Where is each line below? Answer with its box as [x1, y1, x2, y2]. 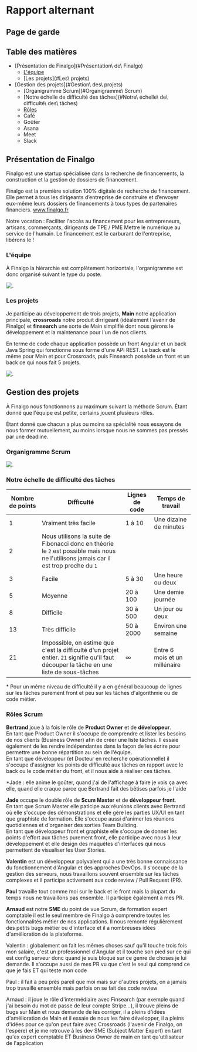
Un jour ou [154, 605, 183, 613]
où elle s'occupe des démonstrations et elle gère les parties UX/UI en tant [6, 809, 185, 816]
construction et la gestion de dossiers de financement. [6, 176, 138, 183]
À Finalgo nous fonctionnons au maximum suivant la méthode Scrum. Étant [6, 403, 188, 410]
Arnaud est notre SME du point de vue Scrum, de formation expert [6, 905, 168, 912]
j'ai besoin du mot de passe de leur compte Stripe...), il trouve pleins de [6, 1002, 179, 1009]
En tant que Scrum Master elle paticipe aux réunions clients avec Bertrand [6, 802, 185, 809]
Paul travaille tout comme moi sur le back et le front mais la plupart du [6, 888, 176, 895]
